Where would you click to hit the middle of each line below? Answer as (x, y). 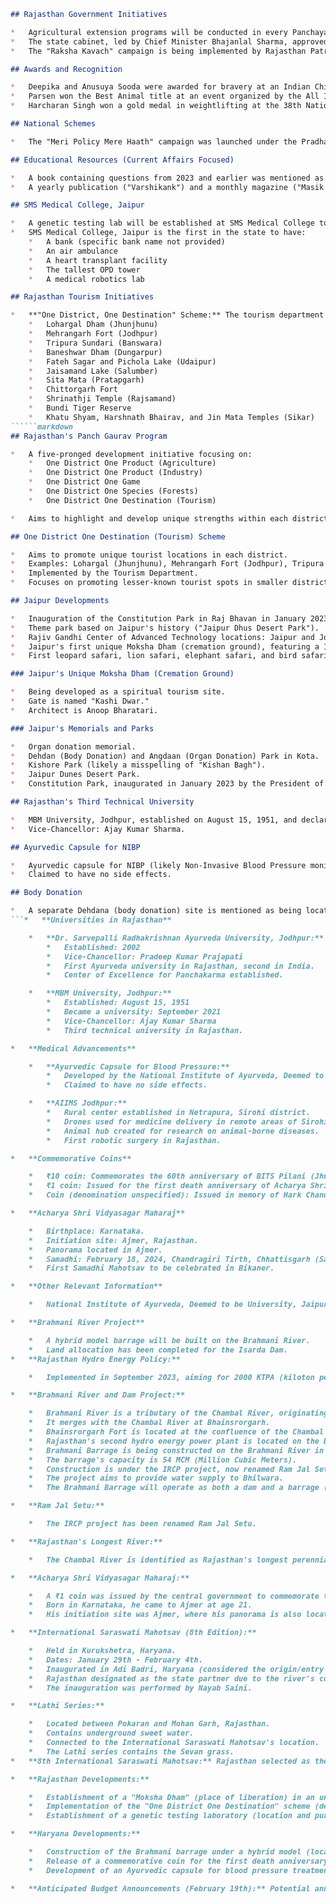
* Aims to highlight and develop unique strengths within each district (169, 518)
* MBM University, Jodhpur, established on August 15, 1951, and (154, 820)
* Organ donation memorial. (73, 746)
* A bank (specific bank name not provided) (127, 242)
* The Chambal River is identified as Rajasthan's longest (158, 1560)
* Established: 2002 (93, 947)
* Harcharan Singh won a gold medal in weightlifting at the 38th (156, 106)
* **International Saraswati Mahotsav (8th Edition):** (133, 1633)
